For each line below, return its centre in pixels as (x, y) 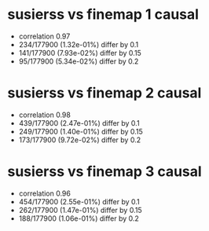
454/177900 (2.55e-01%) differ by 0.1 (79, 201)
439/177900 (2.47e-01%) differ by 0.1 (79, 123)
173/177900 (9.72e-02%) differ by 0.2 (80, 140)
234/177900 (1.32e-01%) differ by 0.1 (79, 44)
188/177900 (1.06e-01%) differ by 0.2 (79, 218)
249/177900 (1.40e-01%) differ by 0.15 (81, 131)
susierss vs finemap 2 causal (104, 93)
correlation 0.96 (45, 193)
